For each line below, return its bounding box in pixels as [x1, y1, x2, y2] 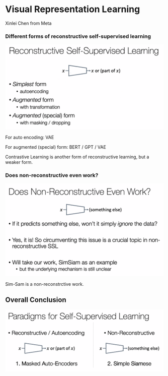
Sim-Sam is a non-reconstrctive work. [5, 281, 84, 287]
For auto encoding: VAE [5, 134, 54, 140]
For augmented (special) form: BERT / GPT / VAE [5, 144, 107, 150]
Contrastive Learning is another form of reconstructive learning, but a [5, 154, 149, 160]
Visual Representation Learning [5, 4, 140, 15]
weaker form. [5, 159, 33, 165]
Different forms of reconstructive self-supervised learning [5, 33, 151, 40]
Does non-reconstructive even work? [5, 171, 99, 178]
